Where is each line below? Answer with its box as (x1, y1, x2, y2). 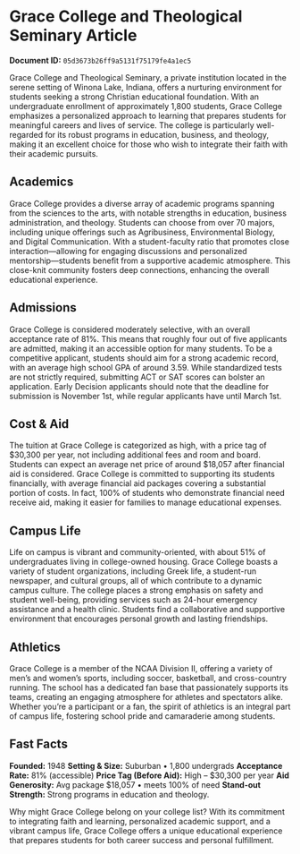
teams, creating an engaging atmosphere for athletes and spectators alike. (9, 692, 284, 702)
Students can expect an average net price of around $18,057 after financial (9, 459, 285, 470)
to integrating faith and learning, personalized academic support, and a (9, 816, 271, 826)
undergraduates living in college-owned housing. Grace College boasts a (9, 557, 279, 568)
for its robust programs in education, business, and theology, (44, 129, 270, 140)
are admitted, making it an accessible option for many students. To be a (9, 343, 272, 354)
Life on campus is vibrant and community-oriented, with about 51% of (9, 547, 266, 558)
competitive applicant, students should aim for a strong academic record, (9, 352, 279, 363)
